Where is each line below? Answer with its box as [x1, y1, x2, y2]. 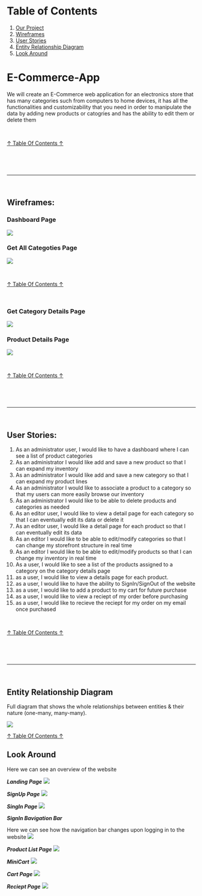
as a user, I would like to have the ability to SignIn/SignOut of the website [15, 580, 195, 588]
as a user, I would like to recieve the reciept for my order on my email [15, 600, 186, 607]
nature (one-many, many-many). [7, 710, 87, 717]
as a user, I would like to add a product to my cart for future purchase [15, 586, 187, 594]
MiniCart [7, 858, 29, 865]
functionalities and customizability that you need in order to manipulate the [7, 103, 192, 111]
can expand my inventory [15, 465, 79, 473]
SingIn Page [7, 803, 38, 810]
